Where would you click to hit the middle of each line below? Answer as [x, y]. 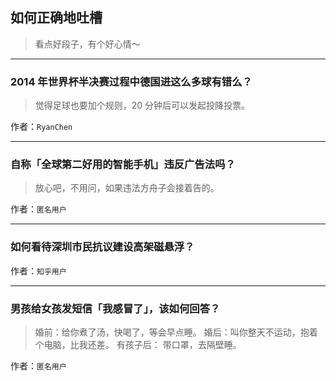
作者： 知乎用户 [38, 270]
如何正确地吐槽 [56, 18]
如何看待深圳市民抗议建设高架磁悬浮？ [102, 247]
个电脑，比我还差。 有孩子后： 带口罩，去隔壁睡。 [138, 344]
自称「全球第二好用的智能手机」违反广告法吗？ [123, 165]
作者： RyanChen [41, 127]
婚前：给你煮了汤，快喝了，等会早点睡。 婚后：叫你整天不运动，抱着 [176, 332]
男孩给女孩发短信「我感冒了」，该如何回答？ [115, 308]
